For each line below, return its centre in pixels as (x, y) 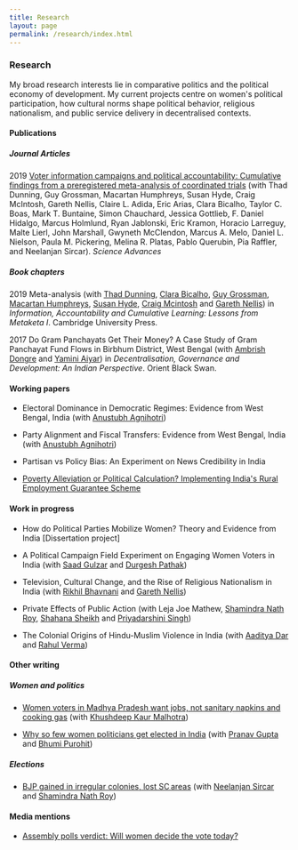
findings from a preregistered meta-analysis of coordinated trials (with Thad (149, 185)
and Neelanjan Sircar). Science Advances (85, 252)
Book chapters (37, 271)
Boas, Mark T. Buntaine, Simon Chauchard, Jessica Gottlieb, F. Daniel (137, 213)
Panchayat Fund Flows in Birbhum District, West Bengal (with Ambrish (137, 349)
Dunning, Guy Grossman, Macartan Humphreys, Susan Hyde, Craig (133, 195)
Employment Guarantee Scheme (81, 488)
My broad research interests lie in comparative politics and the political (139, 84)
